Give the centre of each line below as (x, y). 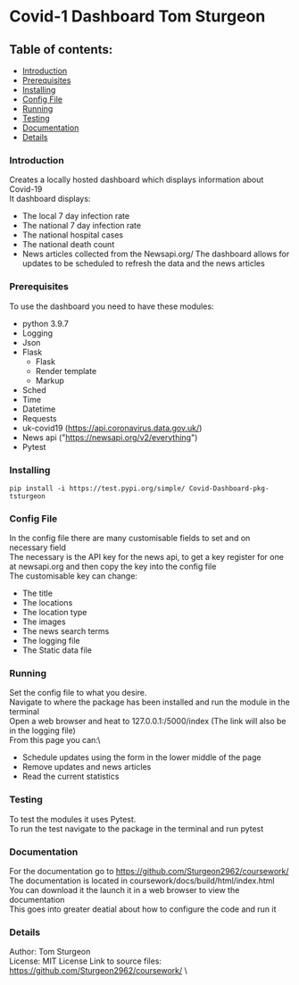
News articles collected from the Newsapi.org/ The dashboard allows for (156, 254)
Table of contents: (61, 50)
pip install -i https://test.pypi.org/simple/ (97, 488)
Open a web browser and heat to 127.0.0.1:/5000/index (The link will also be (148, 722)
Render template (66, 371)
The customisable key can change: (74, 576)
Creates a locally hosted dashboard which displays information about (137, 179)
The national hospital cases (72, 235)
